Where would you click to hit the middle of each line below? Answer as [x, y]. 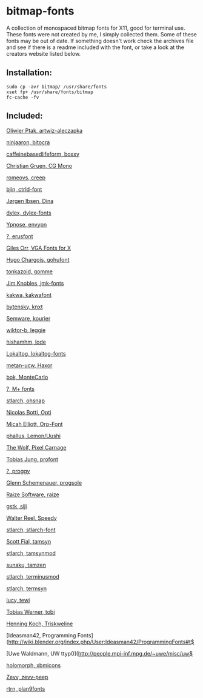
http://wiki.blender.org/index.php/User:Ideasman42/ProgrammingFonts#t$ [101, 642]
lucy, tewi [18, 600]
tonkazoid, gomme [30, 271]
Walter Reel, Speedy [32, 518]
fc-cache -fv [23, 97]
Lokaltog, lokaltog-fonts [36, 353]
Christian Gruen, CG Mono [39, 165]
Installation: [29, 73]
